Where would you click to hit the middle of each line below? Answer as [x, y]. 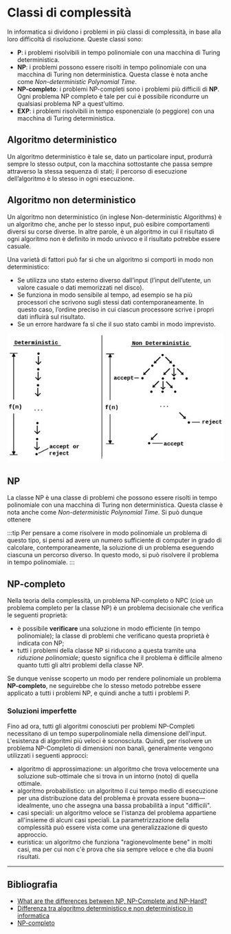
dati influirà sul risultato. [51, 316]
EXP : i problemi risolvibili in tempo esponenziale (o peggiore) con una [115, 111]
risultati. [29, 856]
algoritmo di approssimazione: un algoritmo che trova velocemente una [118, 769]
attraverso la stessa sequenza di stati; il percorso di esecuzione [97, 171]
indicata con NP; [41, 643]
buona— [193, 798]
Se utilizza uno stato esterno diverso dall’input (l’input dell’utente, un [114, 280]
